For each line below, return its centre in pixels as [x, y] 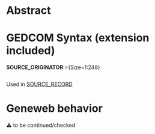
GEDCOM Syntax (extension [78, 38]
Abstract [29, 11]
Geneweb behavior [55, 108]
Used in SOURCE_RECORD [40, 84]
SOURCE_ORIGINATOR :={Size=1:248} [53, 67]
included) [31, 51]
